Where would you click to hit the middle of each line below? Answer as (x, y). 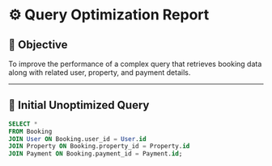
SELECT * (23, 124)
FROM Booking (30, 131)
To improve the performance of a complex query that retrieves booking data (135, 64)
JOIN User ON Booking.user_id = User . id (78, 139)
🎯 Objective (38, 45)
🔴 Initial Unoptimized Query (79, 105)
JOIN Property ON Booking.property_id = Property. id (99, 147)
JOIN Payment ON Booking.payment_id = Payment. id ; (96, 154)
